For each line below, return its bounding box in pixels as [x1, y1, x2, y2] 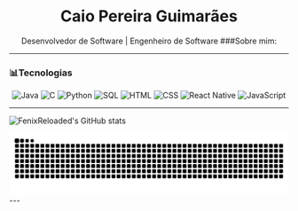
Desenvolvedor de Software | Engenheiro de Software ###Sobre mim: [20, 35, 278, 46]
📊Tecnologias [9, 66, 73, 79]
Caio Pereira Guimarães [60, 6, 238, 27]
